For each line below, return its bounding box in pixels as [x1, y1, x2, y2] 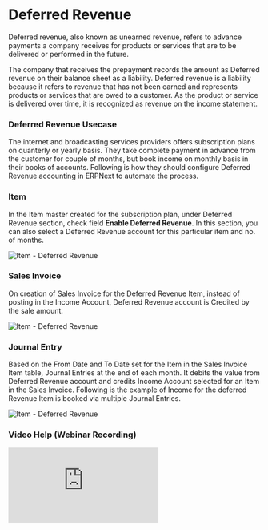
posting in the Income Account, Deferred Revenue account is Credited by [8, 297, 250, 306]
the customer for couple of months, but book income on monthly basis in [8, 154, 249, 164]
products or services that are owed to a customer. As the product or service [8, 90, 258, 99]
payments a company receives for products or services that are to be [8, 40, 237, 50]
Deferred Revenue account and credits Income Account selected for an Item [8, 377, 260, 386]
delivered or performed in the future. [8, 49, 130, 59]
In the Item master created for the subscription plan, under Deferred [8, 209, 233, 219]
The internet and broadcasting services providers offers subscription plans [8, 137, 256, 147]
